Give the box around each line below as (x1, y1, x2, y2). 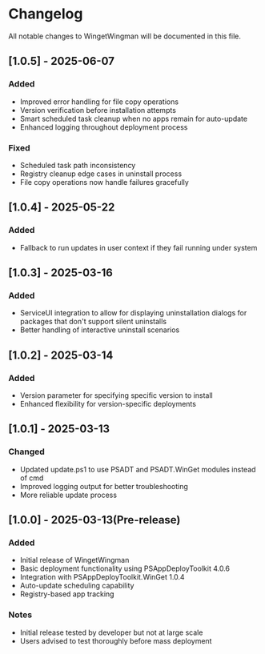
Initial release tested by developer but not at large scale (19, 628, 203, 637)
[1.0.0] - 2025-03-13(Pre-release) (8, 513, 181, 527)
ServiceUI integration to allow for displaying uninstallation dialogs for (19, 308, 247, 318)
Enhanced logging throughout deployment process (19, 122, 188, 132)
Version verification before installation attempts (19, 105, 176, 114)
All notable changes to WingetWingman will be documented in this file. (8, 31, 242, 41)
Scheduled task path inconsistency (19, 160, 136, 170)
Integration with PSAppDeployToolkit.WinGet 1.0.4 (19, 572, 186, 582)
